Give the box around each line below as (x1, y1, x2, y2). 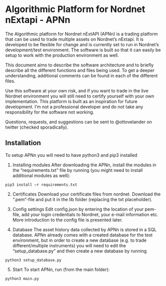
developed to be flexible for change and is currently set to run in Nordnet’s (5, 41, 159, 47)
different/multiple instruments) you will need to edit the (12, 242, 126, 248)
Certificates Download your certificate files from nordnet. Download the (12, 191, 161, 197)
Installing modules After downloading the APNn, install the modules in (12, 162, 156, 168)
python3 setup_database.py (5, 257, 62, 262)
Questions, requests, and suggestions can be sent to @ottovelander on (5, 119, 152, 125)
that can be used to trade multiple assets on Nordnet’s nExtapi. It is (5, 36, 144, 42)
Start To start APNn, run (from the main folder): (12, 266, 110, 272)
